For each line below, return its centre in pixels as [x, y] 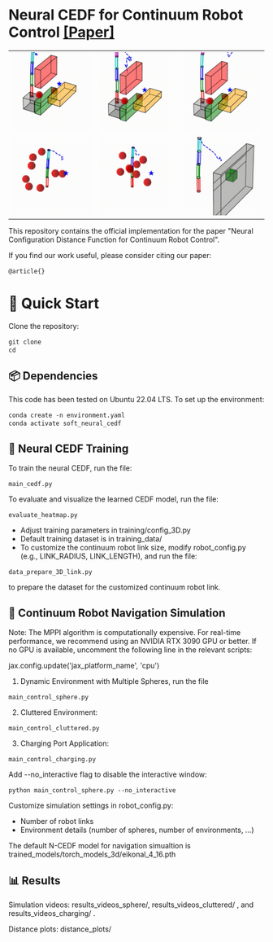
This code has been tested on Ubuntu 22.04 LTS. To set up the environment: [136, 400]
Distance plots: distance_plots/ [60, 929]
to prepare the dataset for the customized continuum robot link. [115, 587]
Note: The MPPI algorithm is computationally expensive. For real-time [125, 633]
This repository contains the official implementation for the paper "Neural [131, 230]
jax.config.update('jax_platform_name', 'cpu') [84, 666]
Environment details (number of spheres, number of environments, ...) [137, 830]
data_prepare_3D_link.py [50, 572]
